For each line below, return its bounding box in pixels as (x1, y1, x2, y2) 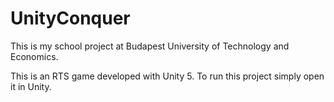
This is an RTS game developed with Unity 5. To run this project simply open (10, 70, 325, 82)
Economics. (10, 50, 59, 62)
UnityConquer (10, 7, 131, 30)
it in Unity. (10, 80, 52, 92)
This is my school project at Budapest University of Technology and (10, 40, 290, 52)
